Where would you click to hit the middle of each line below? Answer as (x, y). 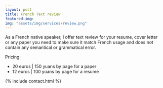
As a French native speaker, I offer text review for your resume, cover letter (81, 37)
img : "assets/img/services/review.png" (46, 23)
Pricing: (13, 57)
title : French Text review (33, 14)
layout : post (19, 10)
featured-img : (20, 19)
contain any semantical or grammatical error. (51, 47)
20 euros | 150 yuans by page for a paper (54, 66)
